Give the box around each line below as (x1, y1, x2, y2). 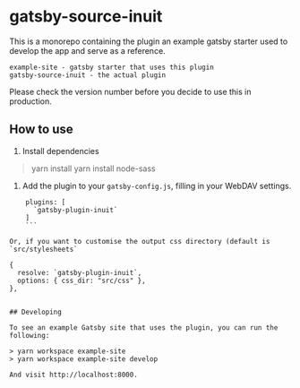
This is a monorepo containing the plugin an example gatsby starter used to (9, 36, 288, 47)
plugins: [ (25, 197, 66, 207)
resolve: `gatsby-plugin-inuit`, (17, 268, 142, 277)
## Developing (9, 307, 63, 316)
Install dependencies (21, 145, 100, 156)
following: (9, 331, 50, 340)
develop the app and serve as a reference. (9, 45, 166, 56)
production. (9, 96, 52, 107)
